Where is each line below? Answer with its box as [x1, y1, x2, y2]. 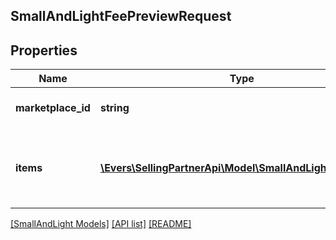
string [99, 101, 130, 115]
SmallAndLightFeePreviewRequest [10, 8, 232, 25]
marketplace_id [15, 101, 91, 115]
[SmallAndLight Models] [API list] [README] [10, 218, 192, 230]
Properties [10, 42, 78, 59]
